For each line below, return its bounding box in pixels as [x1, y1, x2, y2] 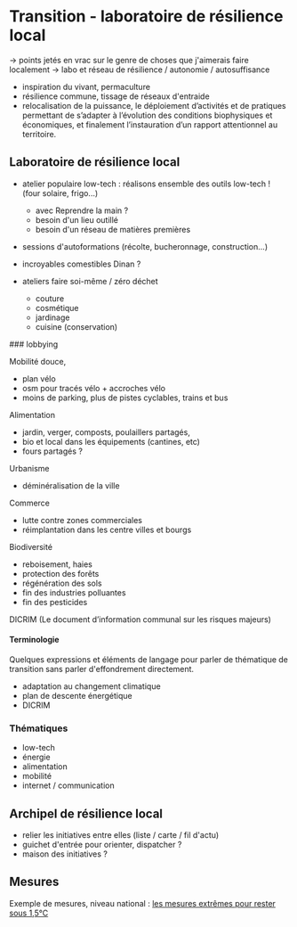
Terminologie [9, 635, 60, 645]
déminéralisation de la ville [21, 480, 120, 491]
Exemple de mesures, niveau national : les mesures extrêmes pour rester [9, 898, 276, 908]
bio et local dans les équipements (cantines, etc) [21, 436, 200, 447]
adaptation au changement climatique [21, 680, 162, 692]
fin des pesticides [21, 596, 88, 607]
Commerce [9, 497, 51, 508]
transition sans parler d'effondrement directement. [9, 663, 194, 674]
